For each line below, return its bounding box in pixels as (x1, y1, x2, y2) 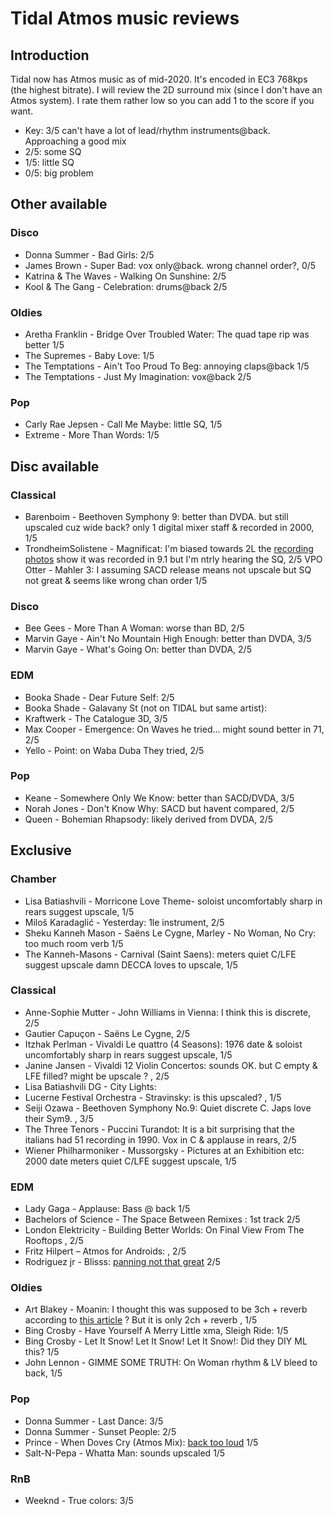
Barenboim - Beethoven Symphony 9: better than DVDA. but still (24, 510, 289, 522)
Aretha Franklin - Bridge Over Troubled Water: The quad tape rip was (24, 328, 310, 340)
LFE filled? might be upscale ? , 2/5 (24, 1070, 170, 1082)
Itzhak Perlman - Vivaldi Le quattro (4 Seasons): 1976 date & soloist (24, 1038, 303, 1050)
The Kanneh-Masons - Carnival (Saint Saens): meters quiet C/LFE (24, 948, 297, 960)
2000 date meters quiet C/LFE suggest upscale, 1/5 (24, 1155, 237, 1167)
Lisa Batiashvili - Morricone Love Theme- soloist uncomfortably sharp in (24, 895, 323, 907)
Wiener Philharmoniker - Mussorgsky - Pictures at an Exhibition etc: (24, 1144, 305, 1156)
